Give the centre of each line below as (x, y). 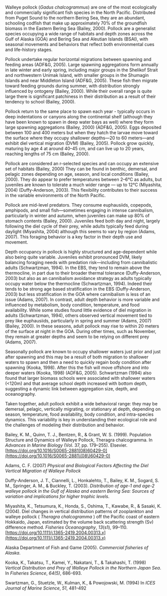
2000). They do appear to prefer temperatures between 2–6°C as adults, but (83, 179)
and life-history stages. (29, 50)
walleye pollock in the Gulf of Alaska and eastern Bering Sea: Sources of (80, 491)
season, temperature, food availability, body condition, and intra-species (80, 414)
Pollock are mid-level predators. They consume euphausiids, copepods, (79, 205)
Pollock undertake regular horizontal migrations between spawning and (78, 59)
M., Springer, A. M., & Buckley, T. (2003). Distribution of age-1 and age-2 (80, 486)
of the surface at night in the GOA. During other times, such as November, (81, 331)
